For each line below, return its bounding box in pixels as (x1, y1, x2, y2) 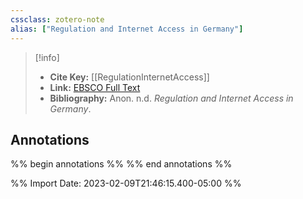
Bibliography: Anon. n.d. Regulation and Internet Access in (49, 92, 294, 104)
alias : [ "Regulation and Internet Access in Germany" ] (10, 24, 244, 34)
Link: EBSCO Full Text (49, 81, 141, 93)
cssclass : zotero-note (10, 14, 105, 25)
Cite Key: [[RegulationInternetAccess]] (49, 71, 210, 83)
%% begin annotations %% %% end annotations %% (10, 158, 233, 170)
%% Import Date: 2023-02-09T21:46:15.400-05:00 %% (10, 177, 242, 190)
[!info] (34, 51, 60, 63)
